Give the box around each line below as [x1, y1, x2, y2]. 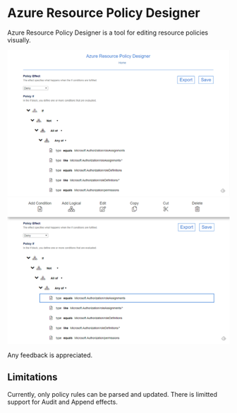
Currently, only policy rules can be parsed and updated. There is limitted [7, 390, 217, 398]
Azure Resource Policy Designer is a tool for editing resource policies [7, 28, 209, 37]
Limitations [7, 371, 58, 383]
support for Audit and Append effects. [7, 397, 118, 406]
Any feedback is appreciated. [7, 351, 93, 359]
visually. [7, 35, 31, 44]
